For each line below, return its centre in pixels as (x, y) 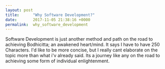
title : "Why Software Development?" (50, 15)
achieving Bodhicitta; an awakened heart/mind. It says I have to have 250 (82, 45)
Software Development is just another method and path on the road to (79, 39)
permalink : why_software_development (47, 24)
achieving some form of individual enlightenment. (58, 61)
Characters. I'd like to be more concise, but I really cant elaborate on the (81, 50)
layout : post (19, 10)
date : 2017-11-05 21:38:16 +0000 (48, 20)
